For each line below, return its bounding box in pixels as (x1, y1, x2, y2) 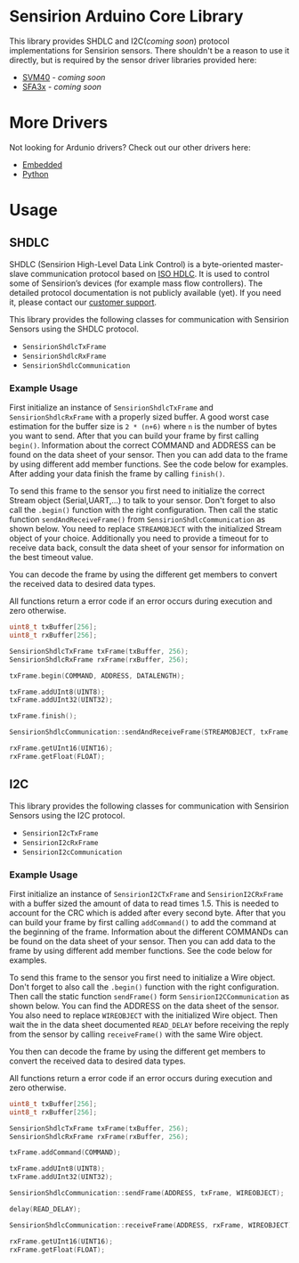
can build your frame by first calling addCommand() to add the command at (9, 917, 277, 927)
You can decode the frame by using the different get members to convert (9, 569, 278, 580)
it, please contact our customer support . (9, 297, 158, 307)
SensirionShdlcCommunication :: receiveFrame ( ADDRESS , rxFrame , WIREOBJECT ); (9, 1220, 296, 1230)
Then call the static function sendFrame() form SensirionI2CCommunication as (9, 990, 290, 1001)
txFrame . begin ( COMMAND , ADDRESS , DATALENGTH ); (9, 671, 185, 680)
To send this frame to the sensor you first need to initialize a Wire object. (9, 972, 276, 982)
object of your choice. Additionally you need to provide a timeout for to (9, 533, 269, 544)
